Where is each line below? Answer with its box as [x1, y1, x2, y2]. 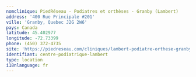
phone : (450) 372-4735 [6, 41, 61, 47]
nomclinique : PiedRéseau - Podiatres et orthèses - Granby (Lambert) [6, 8, 179, 14]
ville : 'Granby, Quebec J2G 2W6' [6, 19, 87, 25]
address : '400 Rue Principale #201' [6, 14, 95, 20]
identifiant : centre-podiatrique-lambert [6, 52, 108, 57]
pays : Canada [6, 24, 38, 31]
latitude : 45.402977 [6, 30, 57, 36]
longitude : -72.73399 [6, 35, 59, 41]
